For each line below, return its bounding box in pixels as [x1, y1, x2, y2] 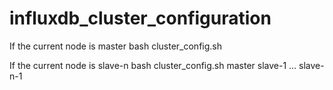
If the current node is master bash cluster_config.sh [9, 40, 222, 52]
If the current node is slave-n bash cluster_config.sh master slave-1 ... [9, 59, 297, 71]
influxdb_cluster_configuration [9, 7, 272, 30]
